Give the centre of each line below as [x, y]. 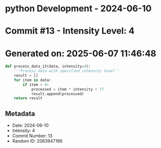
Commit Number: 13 [32, 136]
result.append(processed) [57, 94]
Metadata [20, 113]
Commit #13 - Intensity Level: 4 [70, 31]
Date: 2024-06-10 [30, 125]
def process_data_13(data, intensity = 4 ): [48, 67]
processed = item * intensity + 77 [68, 89]
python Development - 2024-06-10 [78, 9]
